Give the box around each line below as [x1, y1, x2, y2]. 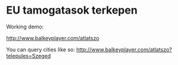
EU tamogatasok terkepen [6, 4, 138, 17]
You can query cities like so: [6, 45, 76, 53]
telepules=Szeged [6, 52, 51, 59]
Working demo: [6, 23, 44, 30]
